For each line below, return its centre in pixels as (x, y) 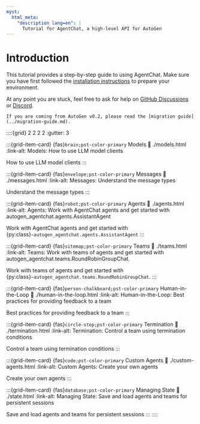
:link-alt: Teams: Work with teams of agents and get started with (85, 252)
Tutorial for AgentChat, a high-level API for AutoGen (92, 28)
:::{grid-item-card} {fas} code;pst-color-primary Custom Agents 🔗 (87, 360)
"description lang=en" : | (49, 23)
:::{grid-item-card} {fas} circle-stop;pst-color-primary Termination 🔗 (92, 324)
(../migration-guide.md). (38, 122)
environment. (22, 88)
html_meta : (25, 17)
